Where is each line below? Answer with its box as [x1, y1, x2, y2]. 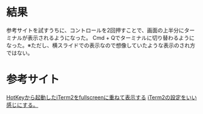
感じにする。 [6, 101, 39, 109]
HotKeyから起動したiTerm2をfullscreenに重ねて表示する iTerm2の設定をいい [6, 93, 197, 101]
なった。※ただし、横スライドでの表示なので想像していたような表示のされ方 [6, 42, 196, 49]
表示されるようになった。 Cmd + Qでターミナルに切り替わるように [27, 34, 195, 41]
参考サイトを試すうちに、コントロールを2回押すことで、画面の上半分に [6, 27, 185, 34]
